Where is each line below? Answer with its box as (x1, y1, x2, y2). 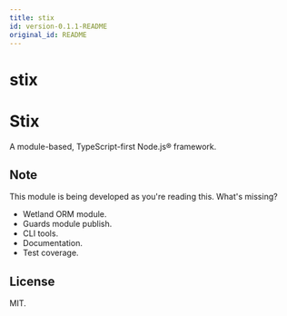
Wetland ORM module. (22, 209, 107, 220)
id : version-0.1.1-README (9, 22, 107, 31)
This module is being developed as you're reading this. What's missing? (9, 192, 279, 202)
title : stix (9, 13, 54, 23)
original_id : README (9, 30, 88, 39)
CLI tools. (22, 228, 59, 239)
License (9, 273, 55, 289)
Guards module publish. (22, 219, 113, 230)
